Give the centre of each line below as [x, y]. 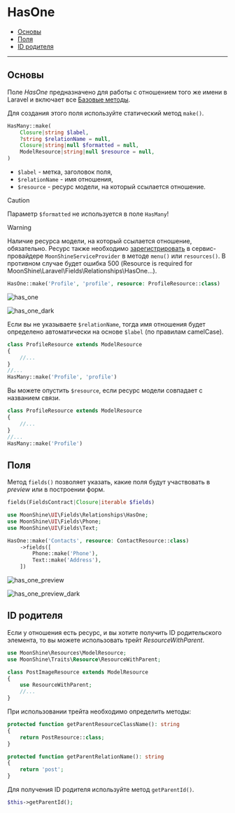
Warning [19, 227]
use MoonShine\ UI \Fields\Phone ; [54, 521]
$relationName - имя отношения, [65, 179]
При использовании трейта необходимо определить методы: [99, 711]
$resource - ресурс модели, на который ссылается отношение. [112, 187]
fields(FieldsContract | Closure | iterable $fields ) [81, 503]
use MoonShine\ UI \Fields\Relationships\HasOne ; [78, 515]
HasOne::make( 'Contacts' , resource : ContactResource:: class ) [98, 540]
